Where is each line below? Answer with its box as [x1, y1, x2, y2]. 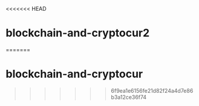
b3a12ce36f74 [111, 93, 147, 101]
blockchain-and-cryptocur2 [5, 26, 150, 40]
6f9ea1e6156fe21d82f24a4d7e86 [111, 87, 194, 94]
